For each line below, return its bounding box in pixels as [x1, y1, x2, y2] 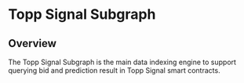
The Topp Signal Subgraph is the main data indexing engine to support [8, 57, 237, 67]
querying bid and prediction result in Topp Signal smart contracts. [8, 66, 221, 75]
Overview [8, 37, 57, 50]
